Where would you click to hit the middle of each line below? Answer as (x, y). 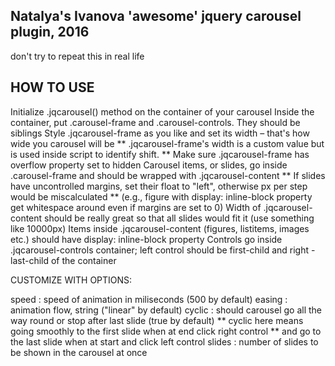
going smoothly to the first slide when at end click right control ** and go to (166, 331)
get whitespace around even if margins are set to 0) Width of (136, 207)
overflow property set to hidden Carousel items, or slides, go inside (149, 165)
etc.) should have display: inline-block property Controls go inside (146, 239)
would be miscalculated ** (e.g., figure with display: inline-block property (161, 196)
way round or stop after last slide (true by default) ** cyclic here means (157, 320)
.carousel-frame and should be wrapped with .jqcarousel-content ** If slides (168, 175)
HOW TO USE (52, 87)
